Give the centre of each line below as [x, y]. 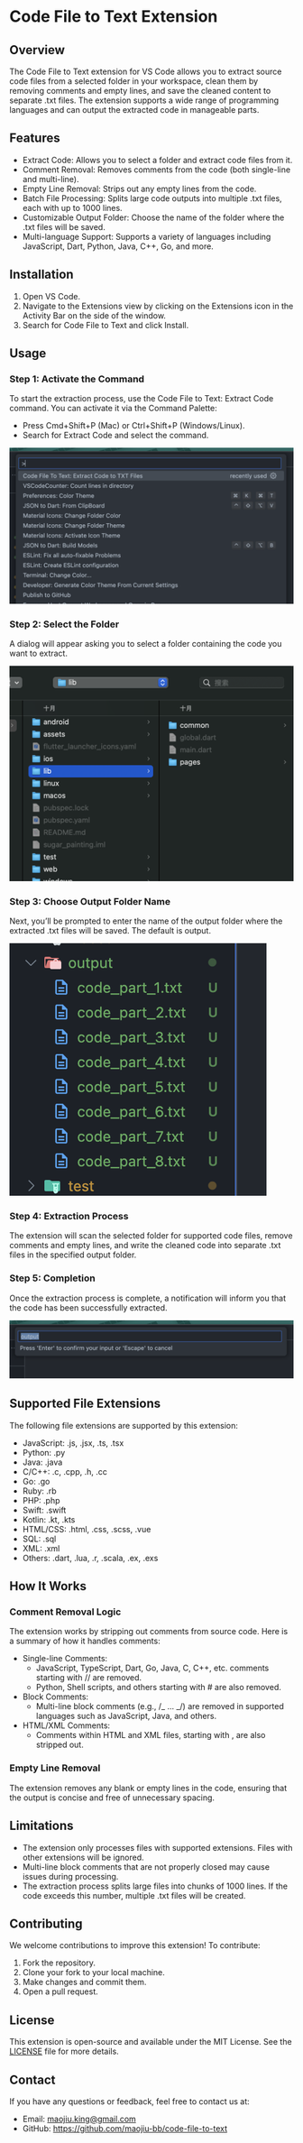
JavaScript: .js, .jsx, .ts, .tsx [73, 1443]
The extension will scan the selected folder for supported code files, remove [151, 1236]
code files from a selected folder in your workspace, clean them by [134, 81]
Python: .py [44, 1452]
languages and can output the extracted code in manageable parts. [134, 110]
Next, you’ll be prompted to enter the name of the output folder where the [146, 921]
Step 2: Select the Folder [64, 624]
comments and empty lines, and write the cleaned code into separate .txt [145, 1246]
